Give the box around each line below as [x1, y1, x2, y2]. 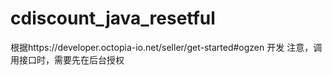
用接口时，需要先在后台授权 [10, 53, 125, 66]
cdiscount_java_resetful [10, 7, 216, 30]
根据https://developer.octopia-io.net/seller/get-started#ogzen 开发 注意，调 [10, 41, 323, 53]
